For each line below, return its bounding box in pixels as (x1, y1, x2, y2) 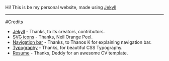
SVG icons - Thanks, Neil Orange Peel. (12, 34, 93, 40)
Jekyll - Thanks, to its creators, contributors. (12, 29, 105, 34)
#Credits (5, 19, 24, 25)
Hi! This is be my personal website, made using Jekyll (5, 5, 117, 10)
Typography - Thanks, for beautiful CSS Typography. (12, 45, 123, 50)
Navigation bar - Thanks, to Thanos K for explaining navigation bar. (12, 39, 152, 45)
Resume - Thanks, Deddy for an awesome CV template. (12, 50, 128, 56)
